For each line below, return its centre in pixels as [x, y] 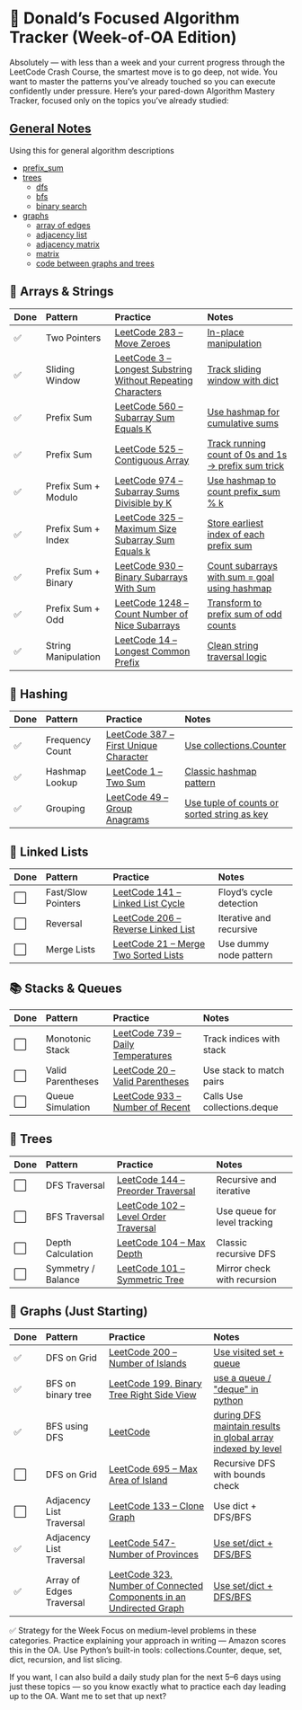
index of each [236, 534]
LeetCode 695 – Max [153, 1468]
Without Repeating [154, 380]
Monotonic [68, 1039]
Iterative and [244, 918]
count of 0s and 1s [247, 455]
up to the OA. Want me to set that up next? [88, 1696]
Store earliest [235, 523]
